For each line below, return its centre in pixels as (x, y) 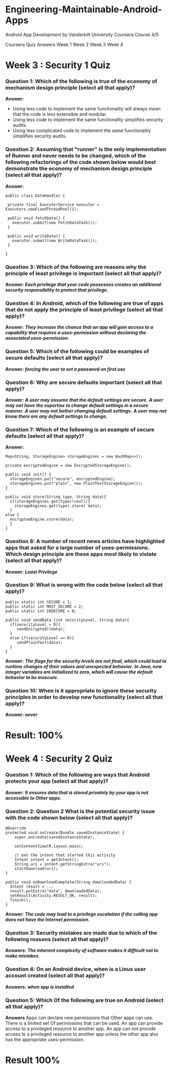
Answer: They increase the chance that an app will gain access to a (79, 327)
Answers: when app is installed (40, 987)
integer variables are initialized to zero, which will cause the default (79, 672)
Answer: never (21, 715)
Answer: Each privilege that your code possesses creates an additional (83, 285)
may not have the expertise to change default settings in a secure (77, 405)
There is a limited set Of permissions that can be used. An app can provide (84, 1023)
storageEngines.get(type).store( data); (58, 506)
